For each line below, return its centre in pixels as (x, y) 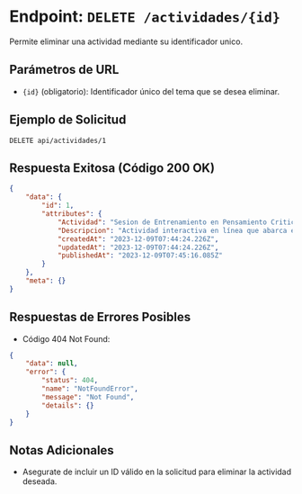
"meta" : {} (46, 281)
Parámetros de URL (64, 70)
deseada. (40, 481)
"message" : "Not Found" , (88, 397)
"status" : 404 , (70, 381)
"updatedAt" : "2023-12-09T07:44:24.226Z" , (138, 247)
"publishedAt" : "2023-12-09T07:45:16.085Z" (140, 256)
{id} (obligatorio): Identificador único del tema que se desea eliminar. (151, 91)
